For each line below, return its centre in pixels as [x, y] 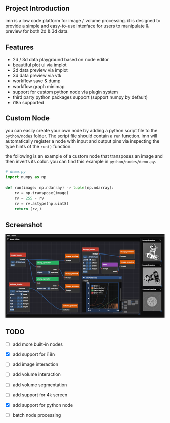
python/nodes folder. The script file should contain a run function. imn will [81, 136]
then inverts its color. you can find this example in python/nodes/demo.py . [81, 162]
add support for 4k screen [40, 395]
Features [19, 47]
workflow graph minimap [38, 86]
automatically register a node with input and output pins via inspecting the [82, 141]
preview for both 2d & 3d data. [37, 31]
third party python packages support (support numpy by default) [80, 97]
